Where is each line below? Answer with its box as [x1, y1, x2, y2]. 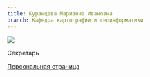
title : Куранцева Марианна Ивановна [7, 10, 113, 17]
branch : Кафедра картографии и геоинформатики [7, 17, 144, 24]
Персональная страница [7, 62, 80, 70]
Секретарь [7, 49, 39, 57]
